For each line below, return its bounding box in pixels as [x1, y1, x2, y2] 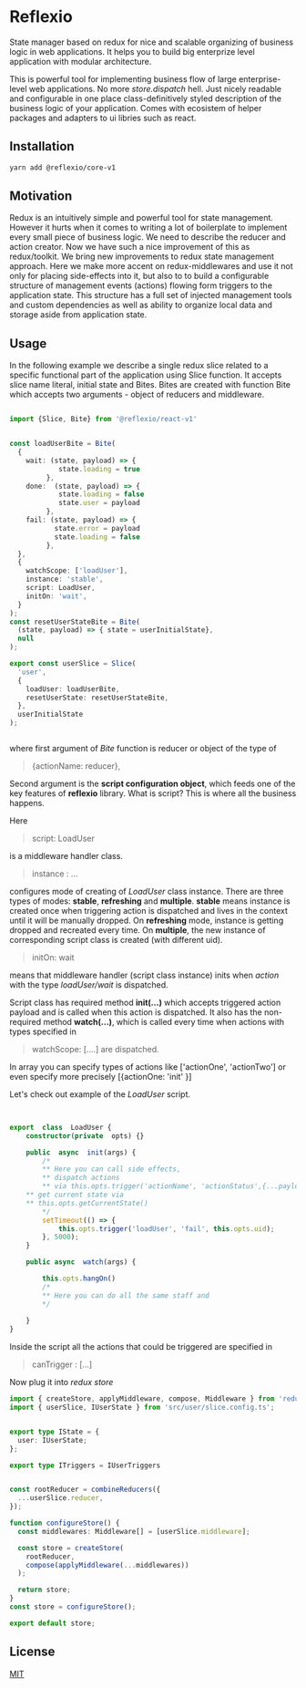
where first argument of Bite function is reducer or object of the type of [9, 743, 277, 753]
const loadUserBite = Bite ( [9, 440, 117, 449]
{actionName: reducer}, [31, 761, 121, 772]
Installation [9, 139, 75, 154]
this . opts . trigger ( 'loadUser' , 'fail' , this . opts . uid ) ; [57, 1224, 275, 1233]
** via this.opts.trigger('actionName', [42, 1182, 198, 1191]
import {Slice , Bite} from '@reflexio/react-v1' [9, 415, 198, 424]
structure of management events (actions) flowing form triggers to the [9, 280, 273, 291]
